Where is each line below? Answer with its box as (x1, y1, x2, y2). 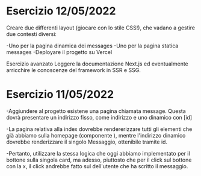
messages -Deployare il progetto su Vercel (6, 48, 113, 55)
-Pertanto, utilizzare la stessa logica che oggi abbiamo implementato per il (6, 150, 191, 157)
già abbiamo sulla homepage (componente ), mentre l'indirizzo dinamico (6, 132, 186, 139)
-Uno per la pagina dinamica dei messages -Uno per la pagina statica (6, 42, 179, 49)
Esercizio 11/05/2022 (6, 88, 114, 102)
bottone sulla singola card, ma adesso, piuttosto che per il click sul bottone (6, 156, 192, 163)
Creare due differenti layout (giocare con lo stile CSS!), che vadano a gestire (6, 24, 196, 31)
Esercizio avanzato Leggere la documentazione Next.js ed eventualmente (6, 60, 188, 67)
